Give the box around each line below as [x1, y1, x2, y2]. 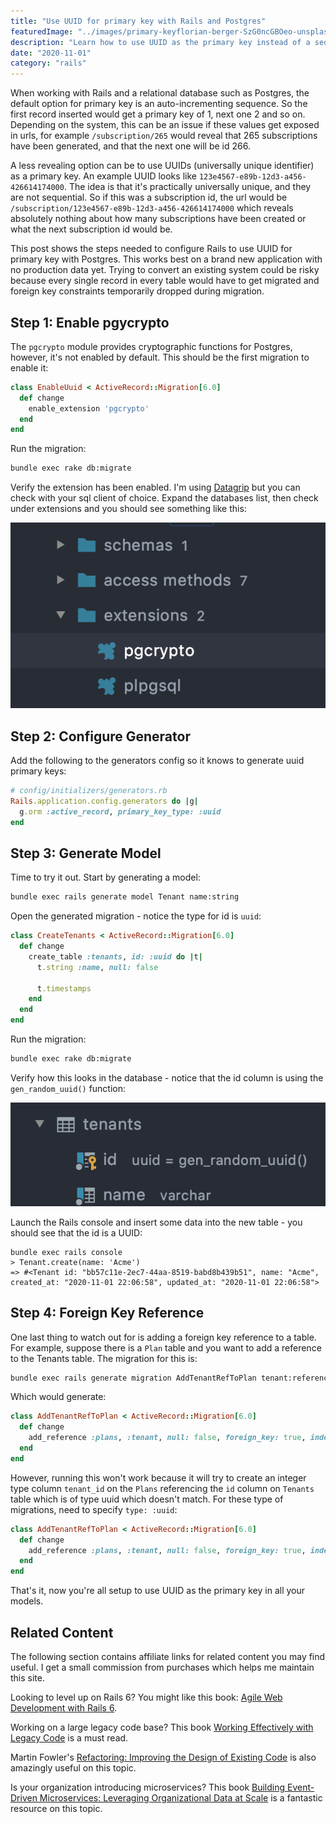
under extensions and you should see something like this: [10, 503, 247, 515]
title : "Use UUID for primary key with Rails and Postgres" [10, 16, 267, 26]
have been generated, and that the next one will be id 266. [10, 140, 251, 152]
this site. [10, 1671, 45, 1684]
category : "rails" [10, 58, 87, 69]
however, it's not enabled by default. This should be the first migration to [10, 351, 310, 363]
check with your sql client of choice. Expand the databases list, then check [10, 492, 319, 504]
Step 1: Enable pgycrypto [10, 314, 170, 331]
